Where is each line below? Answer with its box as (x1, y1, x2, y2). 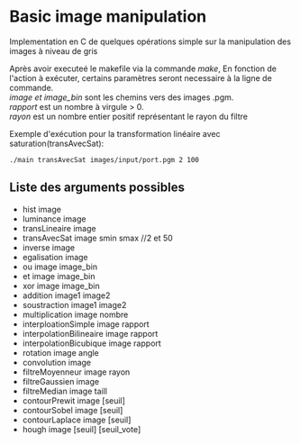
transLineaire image (22, 222, 96, 233)
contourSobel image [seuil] (22, 404, 123, 415)
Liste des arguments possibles (9, 180, 185, 195)
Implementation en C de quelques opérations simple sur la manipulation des (9, 36, 291, 47)
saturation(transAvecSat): (9, 138, 105, 149)
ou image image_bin (22, 261, 97, 272)
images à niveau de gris (9, 45, 98, 56)
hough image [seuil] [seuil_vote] (22, 423, 141, 434)
